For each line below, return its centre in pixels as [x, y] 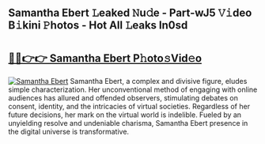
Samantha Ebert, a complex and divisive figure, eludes [159, 81]
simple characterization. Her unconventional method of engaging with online [133, 89]
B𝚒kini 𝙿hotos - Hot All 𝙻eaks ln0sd [98, 26]
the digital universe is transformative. [68, 131]
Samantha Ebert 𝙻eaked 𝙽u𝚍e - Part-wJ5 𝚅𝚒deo [130, 13]
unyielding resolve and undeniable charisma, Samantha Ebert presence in [128, 123]
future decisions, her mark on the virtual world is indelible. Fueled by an [125, 115]
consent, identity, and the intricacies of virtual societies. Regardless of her [129, 106]
